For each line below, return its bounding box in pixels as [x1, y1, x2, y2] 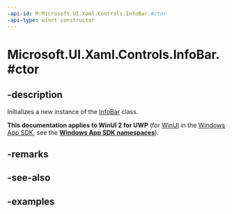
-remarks [7, 148, 49, 160]
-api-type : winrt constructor [7, 17, 95, 24]
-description [7, 89, 63, 101]
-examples [7, 195, 55, 207]
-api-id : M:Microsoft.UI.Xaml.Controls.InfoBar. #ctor [7, 10, 167, 17]
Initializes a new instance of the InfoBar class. [7, 107, 139, 115]
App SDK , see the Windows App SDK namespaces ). [7, 128, 159, 136]
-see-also [7, 172, 51, 184]
